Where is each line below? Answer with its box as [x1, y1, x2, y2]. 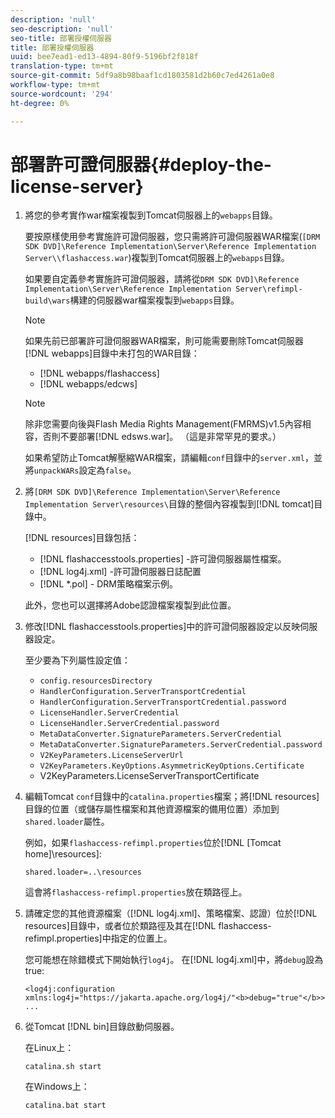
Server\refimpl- [235, 284, 303, 295]
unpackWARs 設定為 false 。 [33, 464, 137, 476]
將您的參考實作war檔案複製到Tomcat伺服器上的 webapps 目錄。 [24, 209, 278, 221]
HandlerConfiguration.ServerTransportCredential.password [39, 697, 287, 708]
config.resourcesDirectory [39, 676, 153, 686]
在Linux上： [24, 1042, 75, 1054]
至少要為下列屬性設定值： [24, 654, 131, 666]
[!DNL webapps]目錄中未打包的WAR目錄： [24, 347, 200, 360]
